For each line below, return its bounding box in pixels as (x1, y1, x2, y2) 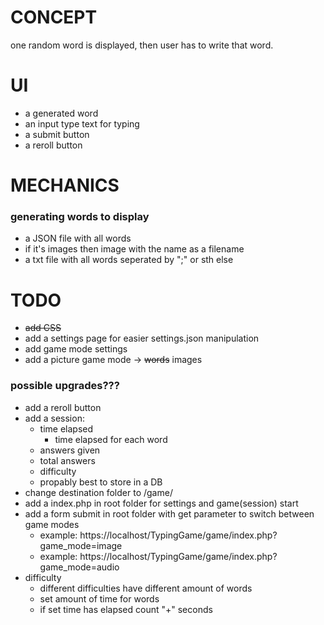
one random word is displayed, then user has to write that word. (10, 39, 274, 51)
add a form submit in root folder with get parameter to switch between (24, 507, 315, 520)
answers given (39, 444, 101, 456)
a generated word (24, 107, 99, 119)
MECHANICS (10, 174, 120, 197)
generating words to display (10, 209, 150, 223)
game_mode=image (39, 539, 123, 551)
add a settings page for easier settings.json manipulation (24, 332, 260, 345)
